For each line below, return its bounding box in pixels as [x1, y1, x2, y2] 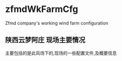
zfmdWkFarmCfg [5, 3, 79, 15]
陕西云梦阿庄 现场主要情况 [5, 36, 86, 44]
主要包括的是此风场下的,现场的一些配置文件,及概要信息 [5, 50, 117, 56]
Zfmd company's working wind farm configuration [5, 20, 109, 26]
